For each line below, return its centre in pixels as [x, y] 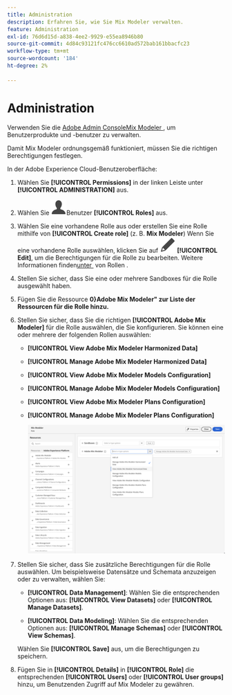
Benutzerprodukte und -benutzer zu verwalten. [74, 134]
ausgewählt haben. [44, 286]
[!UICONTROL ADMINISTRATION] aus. [73, 190]
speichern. [32, 656]
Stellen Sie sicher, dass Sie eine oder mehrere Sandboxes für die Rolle [117, 278]
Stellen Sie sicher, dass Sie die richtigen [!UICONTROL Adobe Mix [111, 320]
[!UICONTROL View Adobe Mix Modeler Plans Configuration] [116, 401]
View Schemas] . [51, 635]
